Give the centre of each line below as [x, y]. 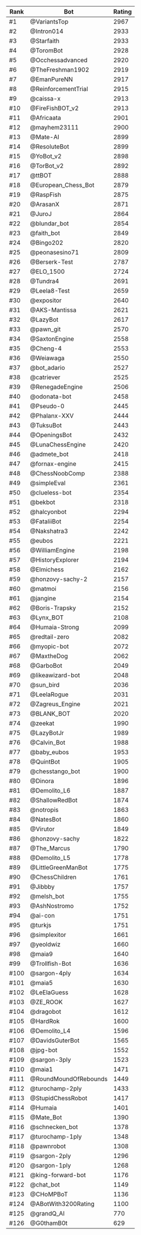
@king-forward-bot [58, 1175]
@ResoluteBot [50, 146]
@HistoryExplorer [55, 560]
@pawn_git [46, 329]
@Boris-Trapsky [53, 608]
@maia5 [41, 983]
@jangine [43, 598]
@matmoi [43, 589]
